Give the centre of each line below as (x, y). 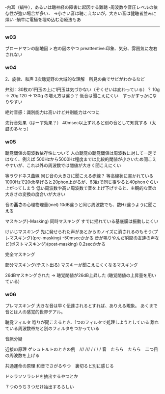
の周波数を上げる (22, 356)
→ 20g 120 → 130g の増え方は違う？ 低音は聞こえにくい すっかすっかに (79, 95)
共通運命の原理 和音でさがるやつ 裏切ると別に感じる (59, 366)
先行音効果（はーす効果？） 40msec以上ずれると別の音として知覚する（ (79, 122)
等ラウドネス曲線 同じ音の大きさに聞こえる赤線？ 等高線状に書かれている (79, 175)
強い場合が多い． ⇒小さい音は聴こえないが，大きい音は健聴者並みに (87, 13)
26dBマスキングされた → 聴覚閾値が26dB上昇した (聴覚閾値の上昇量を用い (81, 275)
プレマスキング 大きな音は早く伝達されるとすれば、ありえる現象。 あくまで (82, 306)
